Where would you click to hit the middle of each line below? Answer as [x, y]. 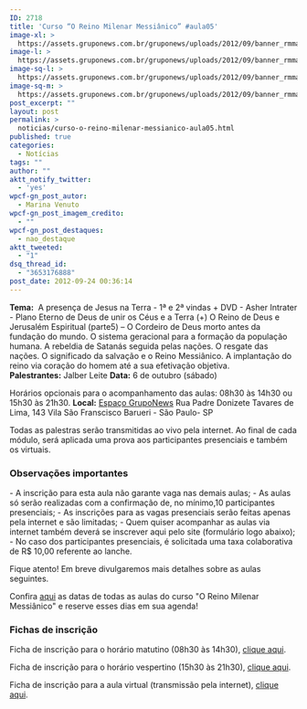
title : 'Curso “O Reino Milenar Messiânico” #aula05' [114, 26]
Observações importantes [69, 473]
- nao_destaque [47, 238]
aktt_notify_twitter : [51, 179]
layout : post [34, 111]
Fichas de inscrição [54, 630]
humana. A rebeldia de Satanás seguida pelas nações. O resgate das [139, 346]
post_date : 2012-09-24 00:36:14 [71, 281]
